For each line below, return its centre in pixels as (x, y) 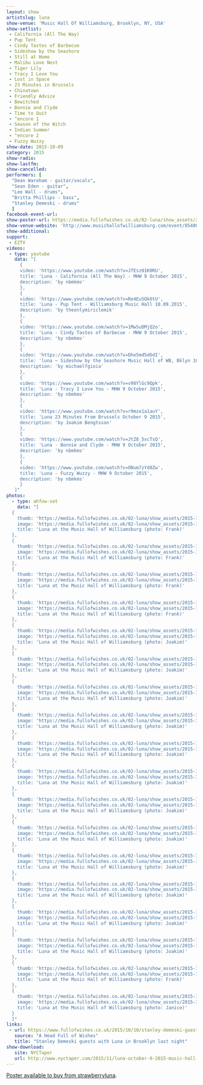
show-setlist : (24, 29)
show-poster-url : (28, 220)
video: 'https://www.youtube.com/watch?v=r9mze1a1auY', (92, 411)
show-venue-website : (32, 226)
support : (17, 237)
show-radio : (21, 158)
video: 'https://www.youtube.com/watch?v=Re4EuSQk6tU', (92, 299)
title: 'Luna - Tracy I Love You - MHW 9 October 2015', (93, 389)
